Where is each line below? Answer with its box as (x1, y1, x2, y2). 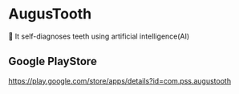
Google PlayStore (8, 55, 98, 68)
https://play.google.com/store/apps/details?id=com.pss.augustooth (8, 76, 231, 85)
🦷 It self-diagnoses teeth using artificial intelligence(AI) (8, 31, 190, 41)
